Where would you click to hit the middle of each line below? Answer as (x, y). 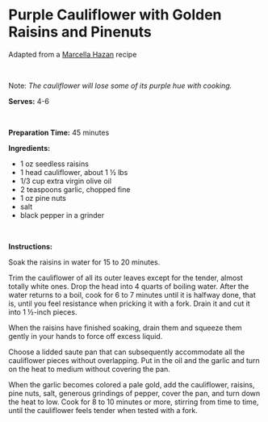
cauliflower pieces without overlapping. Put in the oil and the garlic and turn (134, 360)
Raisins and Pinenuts (80, 32)
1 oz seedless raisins (54, 164)
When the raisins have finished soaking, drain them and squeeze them (125, 328)
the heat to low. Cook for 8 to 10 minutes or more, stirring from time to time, (134, 402)
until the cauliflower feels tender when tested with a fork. (103, 410)
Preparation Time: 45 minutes (59, 132)
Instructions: (31, 246)
